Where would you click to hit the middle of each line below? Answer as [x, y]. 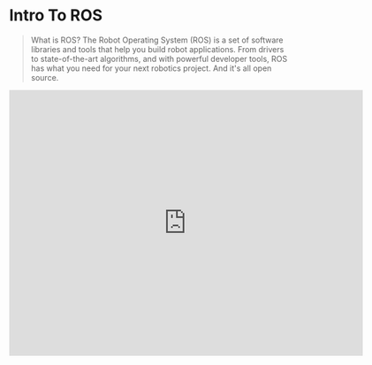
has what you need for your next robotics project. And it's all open [151, 68]
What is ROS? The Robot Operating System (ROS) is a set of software [157, 40]
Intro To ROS [56, 16]
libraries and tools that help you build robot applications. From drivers [157, 49]
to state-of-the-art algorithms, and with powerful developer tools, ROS [159, 58]
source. [45, 77]
